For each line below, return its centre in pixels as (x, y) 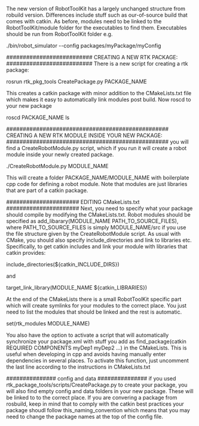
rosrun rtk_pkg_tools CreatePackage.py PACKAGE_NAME (77, 81)
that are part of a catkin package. (47, 190)
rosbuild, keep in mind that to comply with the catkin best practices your (95, 404)
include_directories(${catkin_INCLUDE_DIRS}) (63, 264)
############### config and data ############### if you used (91, 378)
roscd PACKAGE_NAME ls (38, 117)
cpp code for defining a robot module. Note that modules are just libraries (97, 184)
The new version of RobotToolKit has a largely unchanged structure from (96, 9)
